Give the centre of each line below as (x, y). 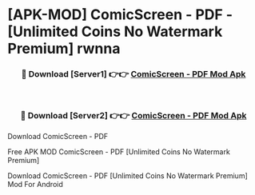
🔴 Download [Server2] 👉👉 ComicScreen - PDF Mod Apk (133, 116)
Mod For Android (35, 184)
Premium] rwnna (64, 49)
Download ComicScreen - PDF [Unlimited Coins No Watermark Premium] (128, 175)
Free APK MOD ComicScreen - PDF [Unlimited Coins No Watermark (119, 151)
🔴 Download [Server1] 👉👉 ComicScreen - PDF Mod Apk (133, 74)
